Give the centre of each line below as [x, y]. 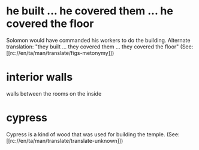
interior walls [40, 77]
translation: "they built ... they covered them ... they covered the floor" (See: [100, 47]
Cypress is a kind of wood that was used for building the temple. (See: [93, 134]
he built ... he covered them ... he [90, 11]
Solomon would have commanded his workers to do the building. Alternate [98, 40]
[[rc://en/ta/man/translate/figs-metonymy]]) [60, 53]
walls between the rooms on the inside [54, 93]
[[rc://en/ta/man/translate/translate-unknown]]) [65, 140]
